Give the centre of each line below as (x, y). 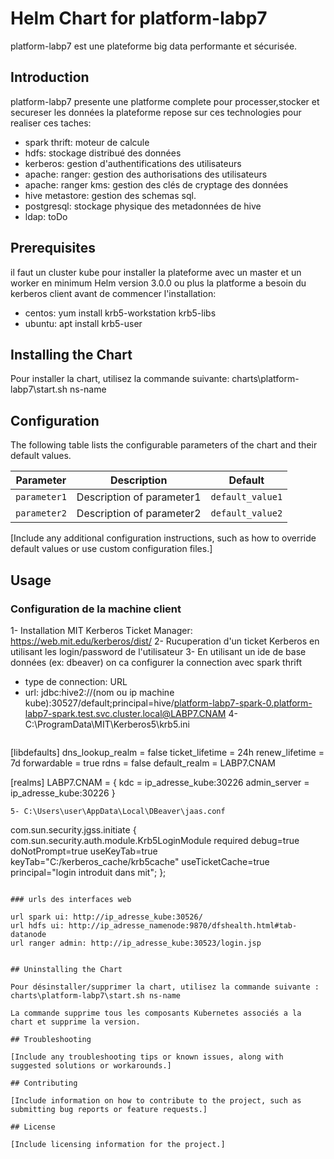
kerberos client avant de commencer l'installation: (113, 293)
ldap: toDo (46, 216)
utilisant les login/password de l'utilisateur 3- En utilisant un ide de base (158, 651)
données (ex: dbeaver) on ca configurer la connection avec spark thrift (156, 662)
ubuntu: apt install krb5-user (83, 323)
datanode (28, 934)
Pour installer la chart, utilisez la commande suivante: (120, 379)
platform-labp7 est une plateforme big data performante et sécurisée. (154, 46)
